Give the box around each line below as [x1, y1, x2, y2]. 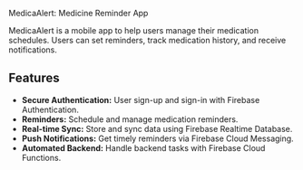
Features [8, 71, 60, 86]
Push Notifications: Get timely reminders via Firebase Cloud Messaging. [21, 133, 294, 144]
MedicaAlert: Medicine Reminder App [8, 8, 149, 18]
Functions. [21, 152, 62, 163]
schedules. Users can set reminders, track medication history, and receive [8, 35, 287, 45]
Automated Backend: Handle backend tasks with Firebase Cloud [21, 142, 266, 153]
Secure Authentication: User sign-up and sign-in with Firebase [21, 94, 260, 105]
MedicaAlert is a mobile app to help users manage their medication [8, 25, 259, 35]
